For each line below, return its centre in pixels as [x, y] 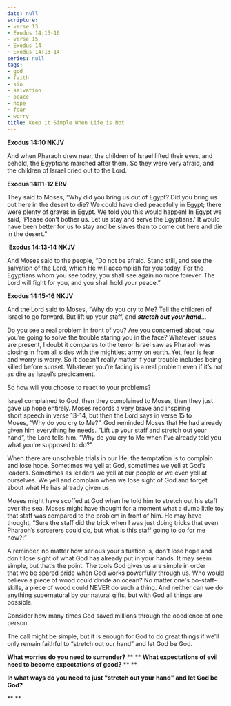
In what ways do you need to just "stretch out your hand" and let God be [113, 678]
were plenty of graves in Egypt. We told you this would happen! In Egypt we [114, 212]
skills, [15, 587]
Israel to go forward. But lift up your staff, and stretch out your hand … [107, 316]
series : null [26, 59]
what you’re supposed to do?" [50, 444]
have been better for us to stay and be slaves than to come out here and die [115, 226]
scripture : [23, 20]
